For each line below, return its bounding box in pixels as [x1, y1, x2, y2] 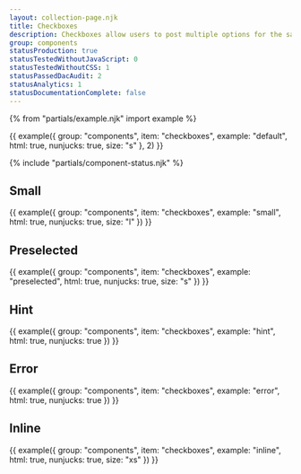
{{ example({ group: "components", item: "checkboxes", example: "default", [9, 130, 288, 141]
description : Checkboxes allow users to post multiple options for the [9, 30, 282, 39]
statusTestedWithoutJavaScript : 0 [9, 55, 139, 64]
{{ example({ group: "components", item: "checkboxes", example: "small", [9, 207, 281, 218]
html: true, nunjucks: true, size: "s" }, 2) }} [9, 140, 164, 151]
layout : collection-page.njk [9, 13, 118, 22]
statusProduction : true [9, 47, 99, 56]
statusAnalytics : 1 [9, 80, 82, 89]
